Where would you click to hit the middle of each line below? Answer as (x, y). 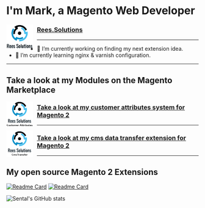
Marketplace (31, 90)
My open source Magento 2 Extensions (82, 172)
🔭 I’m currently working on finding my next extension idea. (110, 49)
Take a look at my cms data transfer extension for (111, 138)
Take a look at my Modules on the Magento (89, 80)
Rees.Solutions (60, 30)
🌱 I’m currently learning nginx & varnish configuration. (83, 55)
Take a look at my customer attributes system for (111, 107)
